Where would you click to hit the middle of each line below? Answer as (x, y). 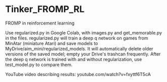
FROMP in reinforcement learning (40, 23)
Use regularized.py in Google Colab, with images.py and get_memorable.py (84, 32)
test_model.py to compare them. (39, 64)
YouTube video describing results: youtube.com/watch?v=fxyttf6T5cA (78, 74)
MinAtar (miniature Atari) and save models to (52, 43)
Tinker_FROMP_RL (45, 9)
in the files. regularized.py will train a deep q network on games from (77, 38)
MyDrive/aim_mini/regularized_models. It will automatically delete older (79, 48)
